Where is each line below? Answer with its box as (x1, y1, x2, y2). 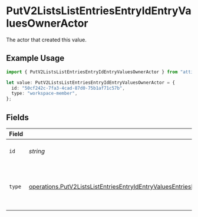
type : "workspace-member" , (11, 90, 78, 97)
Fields (6, 112, 29, 122)
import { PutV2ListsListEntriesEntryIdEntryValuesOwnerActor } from (6, 69, 178, 75)
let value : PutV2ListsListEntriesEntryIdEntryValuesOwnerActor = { (6, 80, 176, 86)
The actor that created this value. (6, 36, 87, 43)
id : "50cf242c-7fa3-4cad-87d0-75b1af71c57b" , (11, 85, 126, 91)
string (28, 147, 45, 155)
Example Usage (6, 53, 65, 63)
